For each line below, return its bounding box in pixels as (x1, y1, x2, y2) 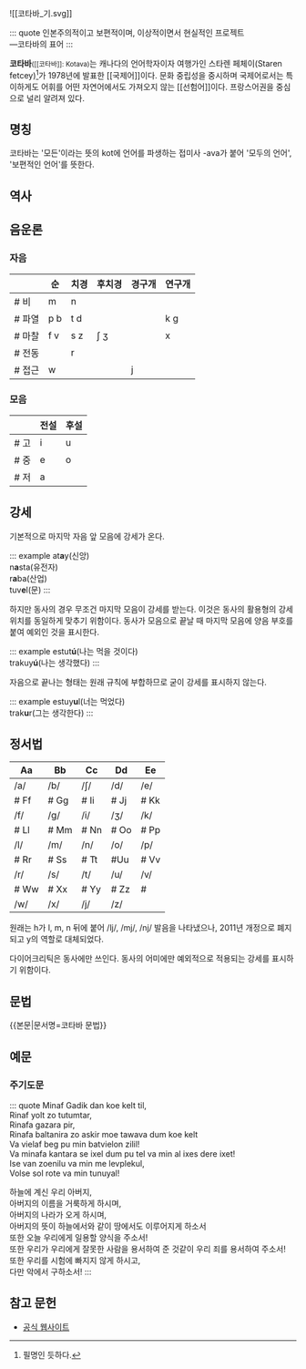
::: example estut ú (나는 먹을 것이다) (9, 645, 138, 656)
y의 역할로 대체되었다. (25, 933, 105, 945)
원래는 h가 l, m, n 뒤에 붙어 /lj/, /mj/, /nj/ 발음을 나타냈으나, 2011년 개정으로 (9, 922, 276, 933)
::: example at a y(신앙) (9, 550, 90, 561)
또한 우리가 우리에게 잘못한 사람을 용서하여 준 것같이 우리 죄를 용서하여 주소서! (9, 1243, 287, 1254)
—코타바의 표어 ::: (9, 39, 74, 49)
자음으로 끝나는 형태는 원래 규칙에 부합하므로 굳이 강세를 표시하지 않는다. (9, 676, 267, 687)
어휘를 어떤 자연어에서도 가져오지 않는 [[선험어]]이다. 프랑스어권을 (40, 81, 275, 92)
